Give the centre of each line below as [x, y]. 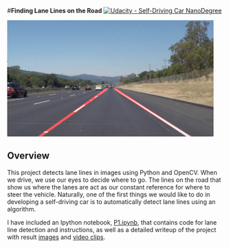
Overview [29, 156]
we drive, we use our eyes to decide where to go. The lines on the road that [114, 180]
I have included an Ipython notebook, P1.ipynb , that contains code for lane [112, 222]
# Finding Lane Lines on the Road [55, 11]
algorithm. [22, 209]
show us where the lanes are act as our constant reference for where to [109, 187]
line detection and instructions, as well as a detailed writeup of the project [112, 229]
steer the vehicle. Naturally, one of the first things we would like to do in [109, 194]
